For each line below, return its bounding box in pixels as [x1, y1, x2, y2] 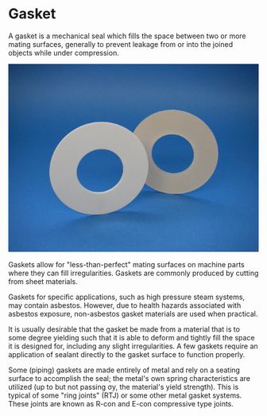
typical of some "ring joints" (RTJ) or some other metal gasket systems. [8, 391, 242, 400]
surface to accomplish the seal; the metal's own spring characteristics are [8, 373, 250, 383]
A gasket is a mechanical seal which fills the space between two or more [8, 31, 246, 41]
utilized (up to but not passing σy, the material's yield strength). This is [8, 382, 239, 391]
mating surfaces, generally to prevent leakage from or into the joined [8, 39, 233, 49]
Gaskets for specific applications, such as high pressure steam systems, [8, 292, 245, 301]
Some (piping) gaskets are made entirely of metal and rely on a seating [8, 365, 241, 375]
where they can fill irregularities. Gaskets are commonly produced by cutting [8, 268, 259, 278]
